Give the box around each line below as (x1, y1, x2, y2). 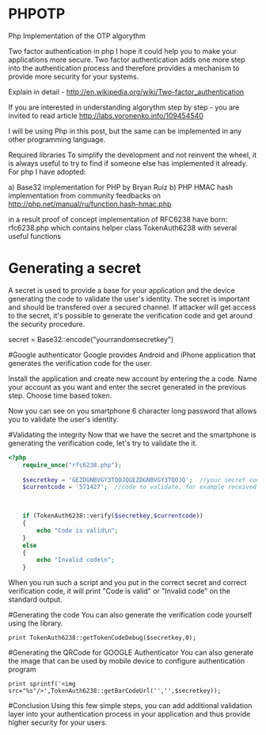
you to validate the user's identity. (8, 414, 119, 424)
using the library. (8, 618, 63, 628)
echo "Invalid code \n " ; (36, 556, 115, 564)
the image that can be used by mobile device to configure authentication (8, 656, 245, 666)
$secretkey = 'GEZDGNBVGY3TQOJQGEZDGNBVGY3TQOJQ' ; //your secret (22, 475, 246, 484)
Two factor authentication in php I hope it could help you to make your (8, 46, 237, 56)
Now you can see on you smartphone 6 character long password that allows (8, 406, 257, 415)
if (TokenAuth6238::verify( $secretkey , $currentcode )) (22, 512, 203, 520)
